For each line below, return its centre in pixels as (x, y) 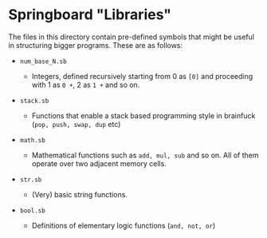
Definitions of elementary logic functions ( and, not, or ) (124, 225)
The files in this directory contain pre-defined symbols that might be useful (132, 37)
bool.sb (32, 210)
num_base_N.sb (43, 61)
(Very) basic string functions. (79, 194)
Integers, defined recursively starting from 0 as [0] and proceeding (142, 76)
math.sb (32, 140)
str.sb (31, 180)
